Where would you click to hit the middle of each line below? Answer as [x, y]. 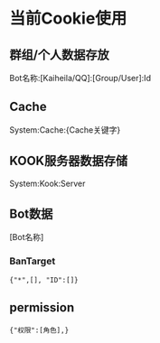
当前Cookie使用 [68, 19]
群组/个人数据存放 [60, 55]
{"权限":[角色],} [39, 330]
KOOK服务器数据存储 [69, 161]
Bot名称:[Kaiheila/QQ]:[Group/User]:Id [80, 78]
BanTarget [33, 261]
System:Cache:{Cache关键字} [65, 130]
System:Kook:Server [47, 183]
